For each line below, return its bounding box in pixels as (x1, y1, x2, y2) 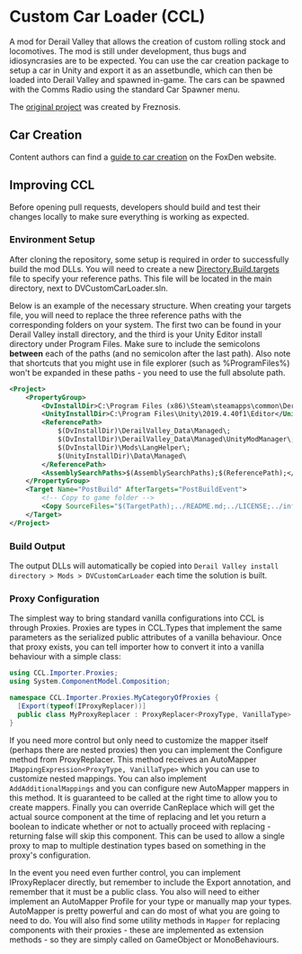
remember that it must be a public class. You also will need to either (9, 886, 261, 897)
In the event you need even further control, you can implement (9, 867, 241, 877)
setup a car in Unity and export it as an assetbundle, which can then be (9, 65, 273, 76)
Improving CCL (9, 177, 95, 193)
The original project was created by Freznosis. (9, 101, 182, 112)
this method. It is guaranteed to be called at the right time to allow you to (9, 792, 279, 803)
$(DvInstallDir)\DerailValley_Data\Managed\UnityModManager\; (57, 435, 296, 444)
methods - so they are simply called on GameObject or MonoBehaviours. (9, 934, 280, 945)
